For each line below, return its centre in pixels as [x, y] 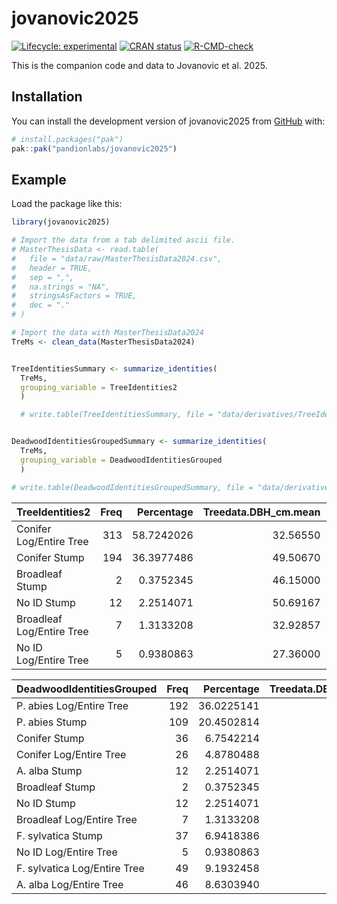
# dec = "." [41, 305]
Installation [47, 97]
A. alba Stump [49, 770]
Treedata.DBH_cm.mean [261, 512]
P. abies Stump [52, 722]
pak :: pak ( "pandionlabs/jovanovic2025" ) [94, 148]
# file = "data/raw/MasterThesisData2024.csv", [117, 258]
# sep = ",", [43, 277]
